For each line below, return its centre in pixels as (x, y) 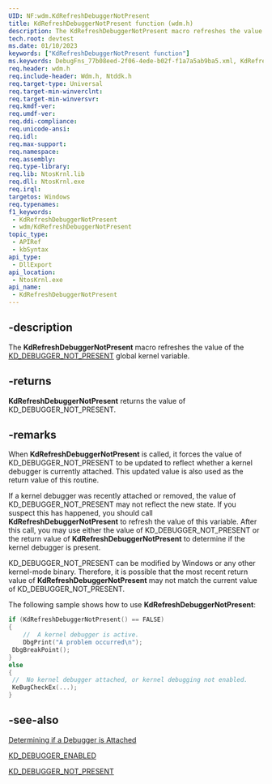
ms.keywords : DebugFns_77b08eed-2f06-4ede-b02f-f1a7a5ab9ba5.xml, (123, 62)
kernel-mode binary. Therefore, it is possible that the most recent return (128, 572)
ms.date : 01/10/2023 (43, 46)
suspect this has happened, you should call (81, 513)
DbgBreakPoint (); (41, 649)
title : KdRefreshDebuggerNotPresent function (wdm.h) (101, 24)
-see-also (34, 720)
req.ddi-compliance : (43, 122)
